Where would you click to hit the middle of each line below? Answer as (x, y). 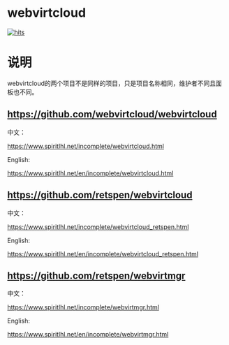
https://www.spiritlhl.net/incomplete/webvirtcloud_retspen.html (98, 227)
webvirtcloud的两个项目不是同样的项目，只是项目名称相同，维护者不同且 (112, 83)
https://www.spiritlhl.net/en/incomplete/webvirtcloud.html (90, 173)
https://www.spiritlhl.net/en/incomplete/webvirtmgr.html (88, 335)
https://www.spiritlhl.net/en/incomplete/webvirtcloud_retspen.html (103, 254)
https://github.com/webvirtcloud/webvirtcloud (112, 114)
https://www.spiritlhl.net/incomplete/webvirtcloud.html (86, 146)
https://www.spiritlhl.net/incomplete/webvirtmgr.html (83, 307)
